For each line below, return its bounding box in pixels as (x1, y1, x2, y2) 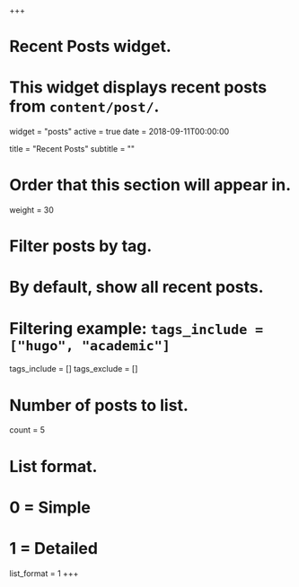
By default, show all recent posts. (9, 277, 264, 297)
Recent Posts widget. (9, 37, 172, 57)
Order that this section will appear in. (9, 175, 292, 196)
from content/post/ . (9, 96, 160, 117)
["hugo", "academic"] (9, 337, 171, 355)
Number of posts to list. (9, 395, 189, 416)
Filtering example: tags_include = (9, 318, 264, 338)
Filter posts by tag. (9, 236, 153, 257)
